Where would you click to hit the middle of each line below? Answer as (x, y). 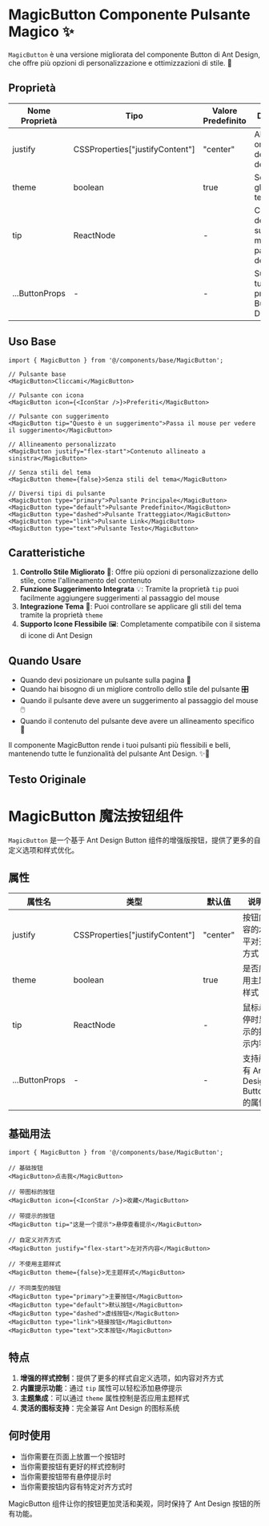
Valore (225, 110)
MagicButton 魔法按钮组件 (96, 816)
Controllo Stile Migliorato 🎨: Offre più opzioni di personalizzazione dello (139, 572)
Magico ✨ (41, 32)
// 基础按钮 (26, 1168)
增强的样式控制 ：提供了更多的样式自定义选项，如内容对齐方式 (122, 1378)
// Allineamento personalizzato (62, 444)
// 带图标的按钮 (32, 1192)
